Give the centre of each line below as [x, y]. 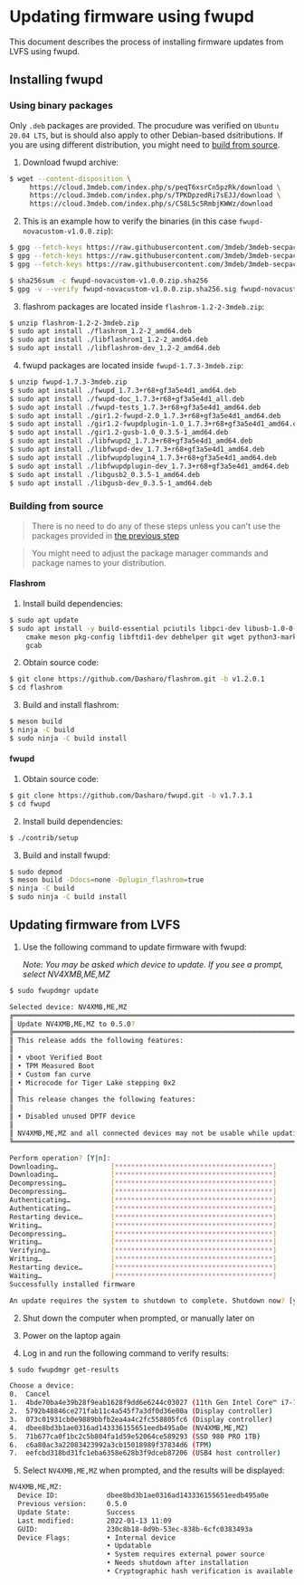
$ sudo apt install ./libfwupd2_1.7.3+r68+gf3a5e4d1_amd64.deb [131, 441]
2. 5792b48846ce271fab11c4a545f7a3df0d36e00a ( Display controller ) [141, 1411]
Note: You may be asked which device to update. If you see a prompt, [153, 964]
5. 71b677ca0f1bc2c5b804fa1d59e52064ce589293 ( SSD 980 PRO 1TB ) [135, 1437]
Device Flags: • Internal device [97, 1537]
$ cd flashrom [36, 688]
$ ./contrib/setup [44, 838]
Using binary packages [61, 106]
